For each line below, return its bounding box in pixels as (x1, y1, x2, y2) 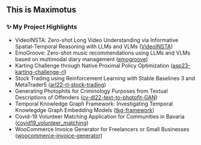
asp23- (172, 62, 191, 69)
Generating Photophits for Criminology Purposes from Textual (14, 87, 168, 95)
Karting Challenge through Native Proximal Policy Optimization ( (14, 62, 173, 69)
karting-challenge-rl (14, 68, 65, 75)
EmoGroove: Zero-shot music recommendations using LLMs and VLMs (14, 49, 191, 56)
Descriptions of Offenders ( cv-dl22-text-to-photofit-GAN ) (14, 93, 158, 101)
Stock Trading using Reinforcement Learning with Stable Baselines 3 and (14, 74, 196, 81)
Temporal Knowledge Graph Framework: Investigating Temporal (14, 100, 173, 107)
